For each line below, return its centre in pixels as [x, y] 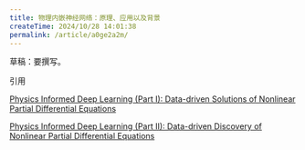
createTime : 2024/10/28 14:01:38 [73, 26]
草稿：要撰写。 [37, 62]
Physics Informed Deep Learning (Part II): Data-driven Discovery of [136, 126]
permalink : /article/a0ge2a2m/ [69, 35]
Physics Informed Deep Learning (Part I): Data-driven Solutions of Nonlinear [152, 99]
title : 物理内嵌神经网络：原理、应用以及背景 [85, 18]
